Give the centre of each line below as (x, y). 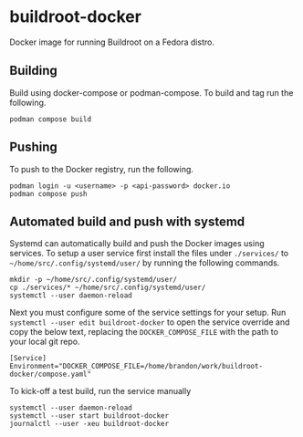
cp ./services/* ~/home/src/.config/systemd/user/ (108, 288)
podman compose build (51, 119)
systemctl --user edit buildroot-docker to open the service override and (150, 322)
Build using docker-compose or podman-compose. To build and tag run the (151, 92)
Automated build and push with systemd (127, 221)
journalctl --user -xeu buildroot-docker (89, 424)
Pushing (33, 147)
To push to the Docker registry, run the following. (102, 169)
